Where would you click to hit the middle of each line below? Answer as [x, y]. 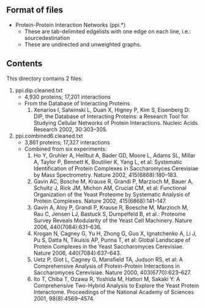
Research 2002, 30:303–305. [70, 129]
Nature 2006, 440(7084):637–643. [77, 253]
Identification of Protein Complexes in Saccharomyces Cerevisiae [116, 168]
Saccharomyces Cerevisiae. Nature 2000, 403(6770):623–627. [112, 272]
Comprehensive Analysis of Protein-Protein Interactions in [107, 266]
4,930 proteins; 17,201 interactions [68, 97]
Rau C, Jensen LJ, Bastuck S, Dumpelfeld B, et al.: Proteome [110, 214]
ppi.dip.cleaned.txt [39, 90]
